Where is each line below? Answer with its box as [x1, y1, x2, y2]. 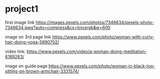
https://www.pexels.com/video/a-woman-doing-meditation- [26, 48, 147, 54]
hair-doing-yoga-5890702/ [5, 39, 59, 45]
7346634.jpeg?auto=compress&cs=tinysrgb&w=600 [5, 24, 111, 30]
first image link [5, 19, 35, 25]
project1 [5, 3, 38, 15]
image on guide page [5, 63, 48, 69]
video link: [5, 48, 26, 54]
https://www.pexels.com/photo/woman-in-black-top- [48, 63, 156, 69]
